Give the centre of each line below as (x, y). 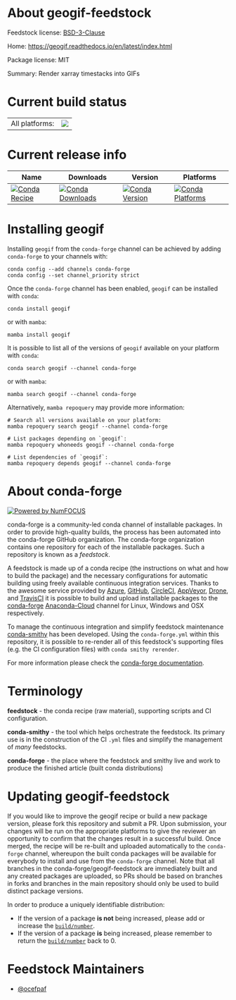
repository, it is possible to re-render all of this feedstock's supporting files (115, 641)
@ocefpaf (32, 989)
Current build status (67, 102)
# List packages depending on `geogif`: (67, 438)
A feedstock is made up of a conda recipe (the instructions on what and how (118, 568)
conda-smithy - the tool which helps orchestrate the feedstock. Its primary (116, 732)
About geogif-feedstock (79, 13)
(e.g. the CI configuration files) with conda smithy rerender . (93, 649)
